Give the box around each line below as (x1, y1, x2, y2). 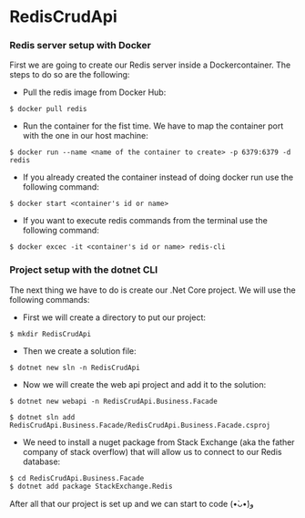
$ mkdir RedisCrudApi (9, 329, 92, 338)
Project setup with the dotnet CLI (9, 264, 158, 276)
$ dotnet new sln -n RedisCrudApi (9, 363, 141, 372)
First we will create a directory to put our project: (22, 312, 207, 323)
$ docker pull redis (9, 105, 88, 114)
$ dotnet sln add (9, 412, 76, 421)
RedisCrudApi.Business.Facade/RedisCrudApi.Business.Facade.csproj (9, 420, 271, 430)
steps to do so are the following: (9, 69, 130, 80)
